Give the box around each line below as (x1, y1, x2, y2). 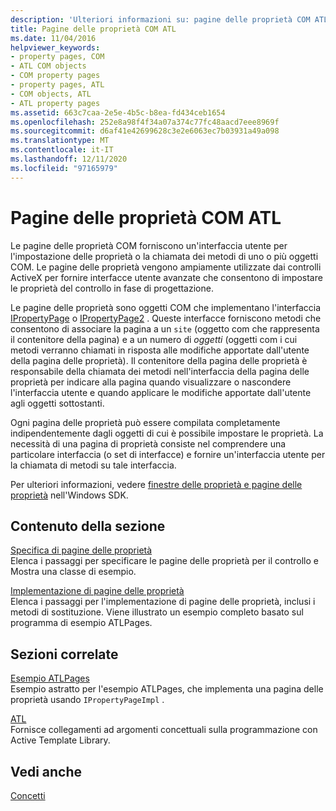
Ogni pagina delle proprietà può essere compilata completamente (10, 416, 281, 428)
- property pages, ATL (10, 80, 105, 90)
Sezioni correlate (10, 646, 119, 663)
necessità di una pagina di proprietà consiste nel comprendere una (10, 437, 287, 450)
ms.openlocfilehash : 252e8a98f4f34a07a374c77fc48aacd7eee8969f (10, 117, 280, 127)
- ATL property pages (10, 98, 101, 108)
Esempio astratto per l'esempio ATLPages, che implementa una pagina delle (10, 683, 324, 695)
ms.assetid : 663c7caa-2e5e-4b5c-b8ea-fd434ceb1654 (10, 107, 226, 118)
